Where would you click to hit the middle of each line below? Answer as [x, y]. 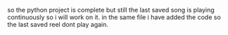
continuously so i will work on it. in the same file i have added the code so [114, 17]
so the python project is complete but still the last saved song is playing [111, 10]
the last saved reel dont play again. [58, 24]
